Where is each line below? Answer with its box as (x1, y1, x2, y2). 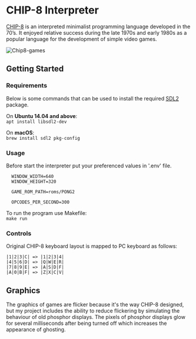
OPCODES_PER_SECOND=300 (11, 199, 69, 205)
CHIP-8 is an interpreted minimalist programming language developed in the (6, 23, 191, 30)
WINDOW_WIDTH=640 (11, 173, 54, 179)
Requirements (6, 82, 48, 90)
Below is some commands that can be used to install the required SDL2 (6, 95, 180, 102)
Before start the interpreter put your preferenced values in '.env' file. (6, 162, 172, 169)
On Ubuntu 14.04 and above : (6, 112, 78, 119)
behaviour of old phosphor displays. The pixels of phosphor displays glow (6, 314, 185, 321)
